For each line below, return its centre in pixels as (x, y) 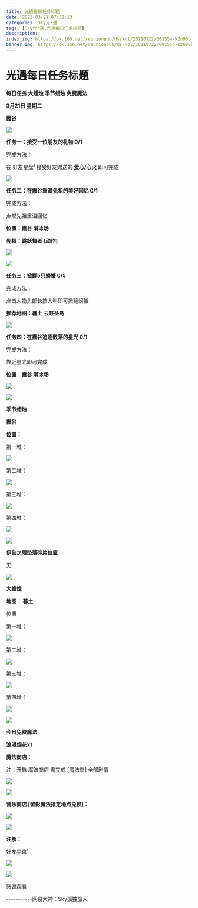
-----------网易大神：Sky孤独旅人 (47, 899)
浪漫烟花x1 (19, 744)
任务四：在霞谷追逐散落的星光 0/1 (47, 337)
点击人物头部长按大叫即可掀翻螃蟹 (47, 300)
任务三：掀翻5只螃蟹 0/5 (36, 275)
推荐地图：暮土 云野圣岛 (35, 313)
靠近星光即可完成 (27, 362)
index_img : (19, 39)
